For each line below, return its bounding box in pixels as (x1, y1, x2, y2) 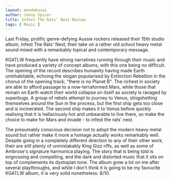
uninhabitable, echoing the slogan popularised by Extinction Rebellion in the (5, 73, 166, 79)
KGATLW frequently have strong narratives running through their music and (5, 57, 165, 63)
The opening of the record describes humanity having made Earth (5, 68, 145, 74)
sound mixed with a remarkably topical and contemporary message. (5, 47, 149, 53)
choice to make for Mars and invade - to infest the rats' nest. (5, 116, 133, 123)
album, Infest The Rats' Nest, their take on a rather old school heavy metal (5, 42, 162, 48)
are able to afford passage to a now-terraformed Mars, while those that (5, 84, 156, 90)
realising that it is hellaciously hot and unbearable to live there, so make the (5, 111, 165, 117)
